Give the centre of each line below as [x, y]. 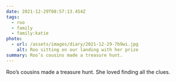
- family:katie [30, 33]
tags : [13, 17]
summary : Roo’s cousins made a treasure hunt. [64, 55]
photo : [14, 39]
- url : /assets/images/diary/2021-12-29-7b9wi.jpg [75, 45]
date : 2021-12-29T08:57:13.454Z [46, 11]
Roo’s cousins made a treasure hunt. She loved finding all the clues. [88, 72]
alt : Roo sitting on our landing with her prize [78, 50]
